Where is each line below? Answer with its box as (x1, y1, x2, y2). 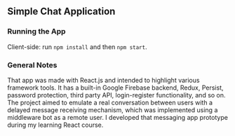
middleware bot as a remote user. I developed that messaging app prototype (7, 113, 228, 121)
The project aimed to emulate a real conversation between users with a (7, 98, 213, 107)
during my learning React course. (7, 121, 104, 129)
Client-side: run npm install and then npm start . (7, 42, 147, 51)
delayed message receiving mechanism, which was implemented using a (7, 105, 218, 114)
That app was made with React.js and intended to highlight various (7, 76, 200, 84)
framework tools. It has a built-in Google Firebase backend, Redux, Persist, (7, 83, 224, 92)
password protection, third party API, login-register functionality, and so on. (7, 90, 226, 99)
